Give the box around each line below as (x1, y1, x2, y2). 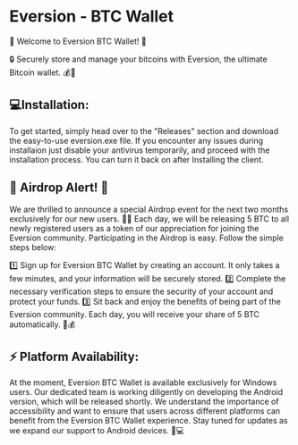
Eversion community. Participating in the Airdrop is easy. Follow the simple (9, 232, 285, 243)
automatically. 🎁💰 (9, 319, 76, 330)
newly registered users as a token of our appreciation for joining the (9, 222, 260, 233)
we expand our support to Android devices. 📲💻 (9, 425, 185, 436)
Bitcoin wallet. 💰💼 (9, 67, 76, 78)
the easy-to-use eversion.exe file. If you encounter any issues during (9, 135, 264, 146)
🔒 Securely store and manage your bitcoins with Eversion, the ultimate (9, 54, 268, 64)
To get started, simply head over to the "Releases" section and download (9, 125, 279, 136)
